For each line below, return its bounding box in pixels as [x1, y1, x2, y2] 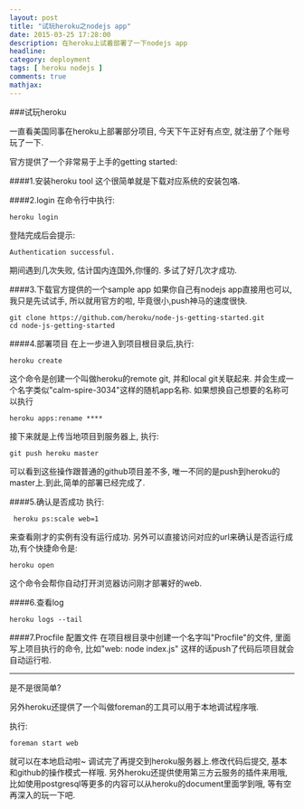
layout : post [9, 13, 59, 23]
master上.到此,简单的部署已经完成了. [9, 476, 146, 488]
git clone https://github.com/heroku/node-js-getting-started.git [9, 313, 265, 322]
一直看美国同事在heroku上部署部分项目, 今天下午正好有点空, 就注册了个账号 [9, 126, 290, 136]
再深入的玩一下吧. [9, 789, 76, 800]
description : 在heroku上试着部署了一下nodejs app [9, 38, 188, 48]
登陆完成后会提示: [9, 230, 76, 240]
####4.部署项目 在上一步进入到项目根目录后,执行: [9, 338, 195, 349]
